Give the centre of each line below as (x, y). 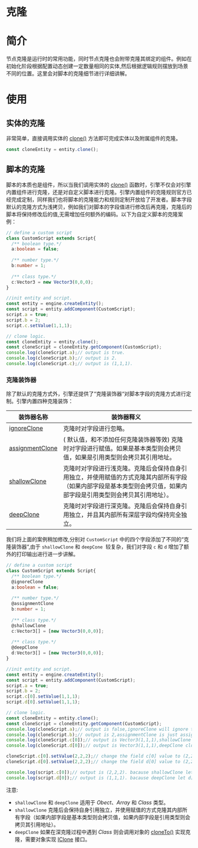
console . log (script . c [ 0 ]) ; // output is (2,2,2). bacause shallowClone (95, 772)
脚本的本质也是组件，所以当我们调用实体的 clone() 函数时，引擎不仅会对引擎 (99, 185)
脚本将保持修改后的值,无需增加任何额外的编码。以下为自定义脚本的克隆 (92, 214)
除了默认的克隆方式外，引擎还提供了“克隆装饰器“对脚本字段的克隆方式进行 (96, 394)
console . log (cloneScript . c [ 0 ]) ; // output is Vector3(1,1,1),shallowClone (99, 740)
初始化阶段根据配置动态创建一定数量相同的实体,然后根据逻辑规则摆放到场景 (97, 66)
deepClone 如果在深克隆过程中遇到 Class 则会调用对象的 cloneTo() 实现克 (103, 831)
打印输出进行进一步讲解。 (47, 554)
